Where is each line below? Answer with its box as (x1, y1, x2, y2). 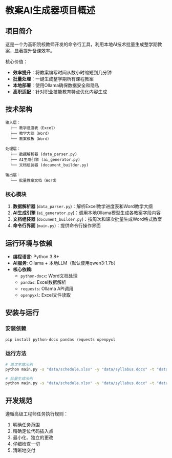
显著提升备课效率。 (14, 48, 55, 54)
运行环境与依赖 (5, 239, 53, 247)
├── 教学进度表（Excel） (10, 125, 57, 131)
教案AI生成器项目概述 (5, 5, 96, 16)
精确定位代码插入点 (12, 428, 54, 434)
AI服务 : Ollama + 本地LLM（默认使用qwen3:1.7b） (12, 260, 119, 266)
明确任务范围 (12, 422, 40, 428)
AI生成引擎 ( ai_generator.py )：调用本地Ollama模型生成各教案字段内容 (12, 210, 161, 216)
